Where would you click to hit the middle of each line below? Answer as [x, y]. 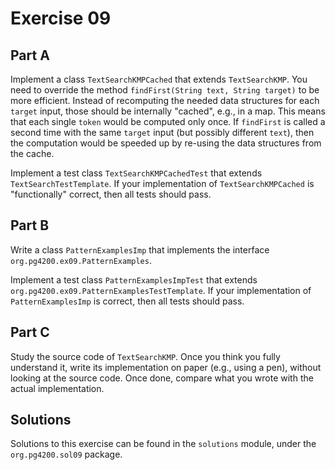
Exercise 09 [61, 18]
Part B [30, 225]
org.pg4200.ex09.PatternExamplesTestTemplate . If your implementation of [161, 290]
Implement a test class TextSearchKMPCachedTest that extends [136, 173]
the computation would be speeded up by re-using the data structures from [166, 143]
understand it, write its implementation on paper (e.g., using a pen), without [166, 367]
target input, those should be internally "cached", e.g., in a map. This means [168, 111]
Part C [30, 332]
